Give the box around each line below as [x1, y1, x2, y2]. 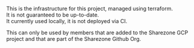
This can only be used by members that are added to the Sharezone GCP [6, 29, 189, 36]
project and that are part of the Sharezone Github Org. [6, 36, 141, 42]
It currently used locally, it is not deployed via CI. [6, 18, 128, 24]
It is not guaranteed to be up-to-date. [6, 11, 99, 18]
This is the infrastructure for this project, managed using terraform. [6, 5, 173, 12]
